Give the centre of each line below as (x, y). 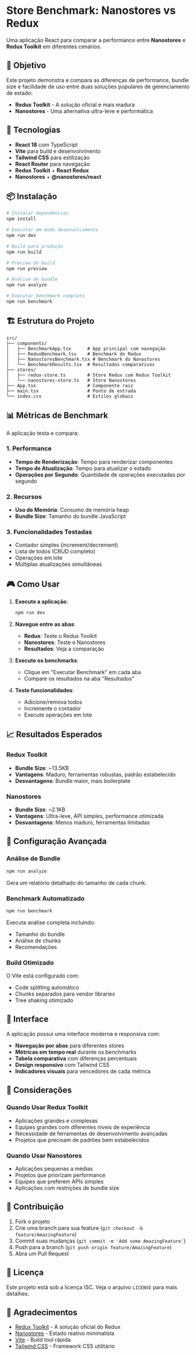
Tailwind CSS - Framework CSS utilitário (65, 1346)
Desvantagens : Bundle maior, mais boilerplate (73, 780)
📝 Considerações (39, 1090)
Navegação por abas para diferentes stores (70, 1045)
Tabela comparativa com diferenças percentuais (76, 1058)
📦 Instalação (32, 196)
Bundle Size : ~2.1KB (40, 809)
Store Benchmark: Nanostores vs (91, 11)
